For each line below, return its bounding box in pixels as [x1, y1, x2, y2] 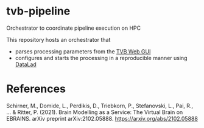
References [6, 82, 66, 96]
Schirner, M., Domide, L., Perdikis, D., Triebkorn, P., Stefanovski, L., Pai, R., [6, 102, 194, 109]
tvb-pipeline [6, 4, 71, 18]
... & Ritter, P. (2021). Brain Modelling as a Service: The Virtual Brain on [6, 108, 183, 116]
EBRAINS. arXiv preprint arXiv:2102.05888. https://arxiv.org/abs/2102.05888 [6, 115, 198, 122]
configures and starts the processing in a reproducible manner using [15, 54, 188, 61]
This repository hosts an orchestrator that [6, 36, 111, 43]
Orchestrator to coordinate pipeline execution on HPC [6, 24, 141, 32]
